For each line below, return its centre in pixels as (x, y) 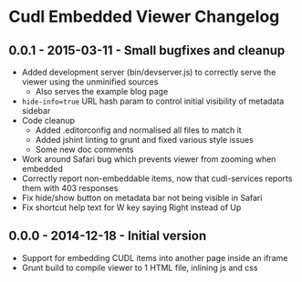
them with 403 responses (70, 188)
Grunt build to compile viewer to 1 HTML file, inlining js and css (140, 267)
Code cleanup (48, 121)
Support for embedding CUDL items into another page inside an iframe (155, 257)
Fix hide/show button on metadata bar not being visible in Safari (142, 198)
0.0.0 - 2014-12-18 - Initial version (108, 236)
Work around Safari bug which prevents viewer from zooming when (149, 159)
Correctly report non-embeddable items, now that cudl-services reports (157, 178)
